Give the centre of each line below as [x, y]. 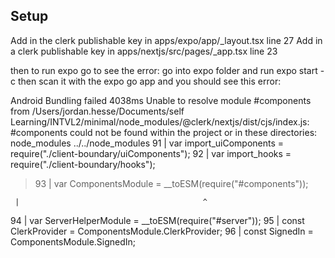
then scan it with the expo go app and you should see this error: [149, 81]
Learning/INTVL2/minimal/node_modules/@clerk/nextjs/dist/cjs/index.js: [160, 121]
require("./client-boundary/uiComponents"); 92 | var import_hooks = [151, 153]
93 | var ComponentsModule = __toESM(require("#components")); [171, 183]
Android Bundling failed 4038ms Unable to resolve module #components [161, 100]
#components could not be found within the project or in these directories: [164, 132]
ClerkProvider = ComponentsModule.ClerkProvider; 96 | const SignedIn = [162, 231]
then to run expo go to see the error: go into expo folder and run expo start [164, 70]
